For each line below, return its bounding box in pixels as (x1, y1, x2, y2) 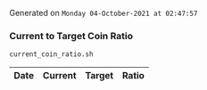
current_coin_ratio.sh (9, 50, 94, 59)
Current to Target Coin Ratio (9, 29, 134, 42)
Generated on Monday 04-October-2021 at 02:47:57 (9, 8, 198, 18)
